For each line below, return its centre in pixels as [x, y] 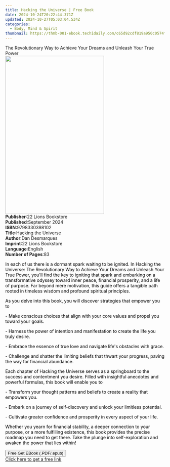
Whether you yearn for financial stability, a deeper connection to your [78, 427]
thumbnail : [17, 33]
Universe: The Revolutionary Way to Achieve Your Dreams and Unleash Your [85, 269]
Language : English [24, 249]
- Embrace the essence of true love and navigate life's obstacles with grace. [85, 346]
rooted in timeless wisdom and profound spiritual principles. [68, 291]
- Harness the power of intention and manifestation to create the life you [80, 331]
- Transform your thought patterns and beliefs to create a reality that [77, 392]
